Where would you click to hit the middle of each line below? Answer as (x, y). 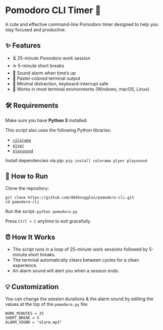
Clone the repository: (27, 188)
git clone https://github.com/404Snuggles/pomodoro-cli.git (70, 198)
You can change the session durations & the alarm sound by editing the (79, 299)
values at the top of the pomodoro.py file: (47, 304)
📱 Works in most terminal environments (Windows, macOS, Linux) (81, 89)
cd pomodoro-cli (22, 202)
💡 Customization (32, 287)
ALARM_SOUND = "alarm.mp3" (34, 322)
